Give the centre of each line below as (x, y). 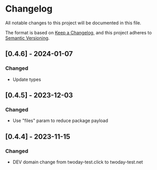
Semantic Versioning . (27, 38)
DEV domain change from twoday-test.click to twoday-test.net (78, 162)
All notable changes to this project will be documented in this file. (73, 23)
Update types (27, 79)
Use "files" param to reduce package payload (60, 121)
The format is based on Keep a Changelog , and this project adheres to (78, 32)
